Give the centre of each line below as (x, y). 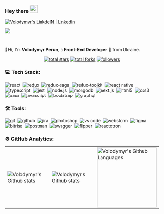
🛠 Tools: (16, 108)
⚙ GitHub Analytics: (30, 139)
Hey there (17, 11)
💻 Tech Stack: (23, 72)
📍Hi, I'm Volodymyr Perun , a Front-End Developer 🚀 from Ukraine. (72, 50)
